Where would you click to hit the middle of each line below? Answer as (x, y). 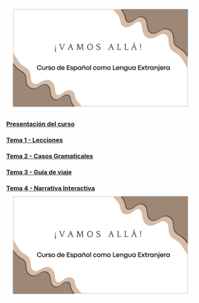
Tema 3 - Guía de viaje (39, 172)
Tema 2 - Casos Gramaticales (50, 156)
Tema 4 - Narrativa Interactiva (51, 188)
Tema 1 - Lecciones (35, 140)
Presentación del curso (41, 124)
